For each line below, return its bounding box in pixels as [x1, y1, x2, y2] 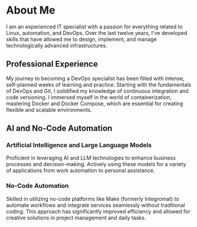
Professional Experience [6, 59, 98, 69]
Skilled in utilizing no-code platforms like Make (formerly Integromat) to [6, 195, 179, 202]
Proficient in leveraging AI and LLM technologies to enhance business [6, 154, 176, 161]
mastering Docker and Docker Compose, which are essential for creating [6, 100, 183, 107]
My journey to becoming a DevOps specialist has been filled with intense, [6, 74, 185, 82]
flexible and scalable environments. [6, 106, 93, 113]
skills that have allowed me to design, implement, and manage [6, 35, 157, 43]
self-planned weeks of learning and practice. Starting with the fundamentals [6, 81, 192, 88]
